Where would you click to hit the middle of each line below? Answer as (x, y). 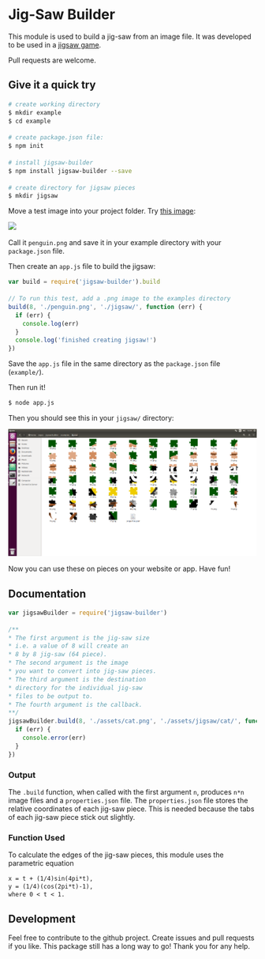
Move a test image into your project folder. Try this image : (102, 211)
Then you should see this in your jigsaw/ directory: (91, 418)
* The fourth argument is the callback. (76, 704)
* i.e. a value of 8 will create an (68, 646)
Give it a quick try (52, 85)
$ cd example (30, 121)
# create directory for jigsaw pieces (72, 187)
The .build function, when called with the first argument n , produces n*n (126, 792)
